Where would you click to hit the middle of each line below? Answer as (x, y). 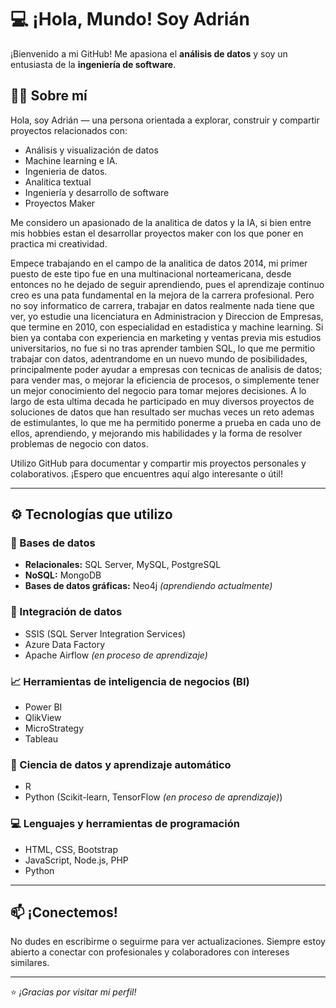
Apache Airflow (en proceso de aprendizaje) (116, 655)
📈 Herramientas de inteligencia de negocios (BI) (130, 681)
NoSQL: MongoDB (63, 575)
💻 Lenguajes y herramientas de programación (125, 824)
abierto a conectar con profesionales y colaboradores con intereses (150, 952)
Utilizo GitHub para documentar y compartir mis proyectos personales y (158, 463)
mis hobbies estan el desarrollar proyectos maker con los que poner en (157, 233)
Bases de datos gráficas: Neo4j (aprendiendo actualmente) (148, 586)
